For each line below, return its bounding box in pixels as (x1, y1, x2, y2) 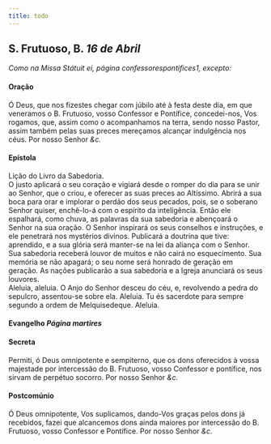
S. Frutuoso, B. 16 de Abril (8, 42, 141, 56)
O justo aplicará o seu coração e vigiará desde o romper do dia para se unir (8, 179, 260, 189)
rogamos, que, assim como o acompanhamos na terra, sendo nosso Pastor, (8, 117, 260, 126)
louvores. (8, 274, 40, 284)
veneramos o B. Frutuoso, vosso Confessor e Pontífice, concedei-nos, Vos (8, 109, 257, 118)
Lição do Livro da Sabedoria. (8, 171, 104, 181)
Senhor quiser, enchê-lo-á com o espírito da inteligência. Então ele (8, 205, 231, 215)
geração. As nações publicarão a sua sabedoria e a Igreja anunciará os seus (8, 265, 263, 275)
